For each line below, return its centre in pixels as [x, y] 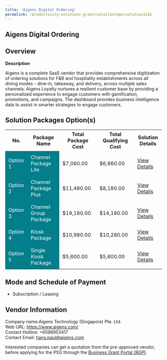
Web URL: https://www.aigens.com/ [42, 327]
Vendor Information [36, 310]
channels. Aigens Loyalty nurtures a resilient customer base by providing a [82, 89]
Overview [21, 51]
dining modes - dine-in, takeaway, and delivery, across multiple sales [76, 83]
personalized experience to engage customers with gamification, [72, 94]
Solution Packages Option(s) [50, 120]
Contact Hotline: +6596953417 [37, 332]
